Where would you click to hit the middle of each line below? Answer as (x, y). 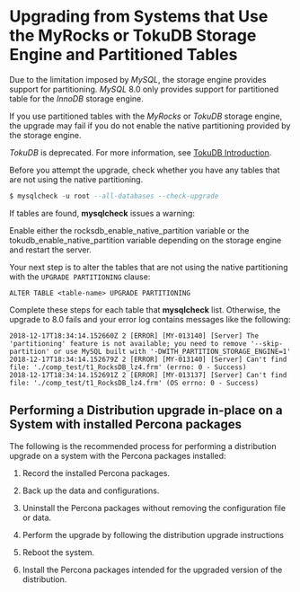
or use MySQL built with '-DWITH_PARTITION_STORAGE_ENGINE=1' (172, 351)
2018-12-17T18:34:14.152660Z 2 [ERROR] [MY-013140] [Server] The (134, 336)
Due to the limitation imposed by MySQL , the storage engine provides (138, 79)
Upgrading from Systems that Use (139, 17)
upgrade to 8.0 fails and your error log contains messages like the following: (150, 319)
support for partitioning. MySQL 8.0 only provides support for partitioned (144, 89)
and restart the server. (50, 250)
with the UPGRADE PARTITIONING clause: (80, 277)
